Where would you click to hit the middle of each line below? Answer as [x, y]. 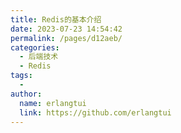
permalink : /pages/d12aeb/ [66, 38]
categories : [35, 47]
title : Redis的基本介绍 [56, 19]
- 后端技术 [39, 57]
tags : [21, 76]
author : [26, 94]
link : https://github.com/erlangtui [95, 112]
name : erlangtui [53, 103]
